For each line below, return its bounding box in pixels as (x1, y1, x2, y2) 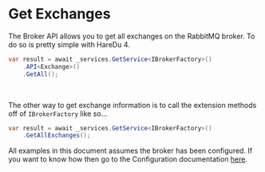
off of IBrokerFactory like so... (8, 109, 108, 118)
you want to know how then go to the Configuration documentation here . (8, 154, 248, 164)
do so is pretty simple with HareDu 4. (8, 39, 130, 49)
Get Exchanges (8, 5, 111, 23)
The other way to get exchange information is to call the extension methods (8, 100, 257, 110)
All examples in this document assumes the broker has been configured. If (8, 146, 253, 156)
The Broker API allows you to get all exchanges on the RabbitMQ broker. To (8, 31, 255, 41)
